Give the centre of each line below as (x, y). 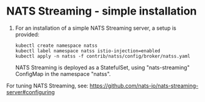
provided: (27, 34)
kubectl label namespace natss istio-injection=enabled (88, 51)
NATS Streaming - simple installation (102, 11)
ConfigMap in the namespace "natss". (63, 73)
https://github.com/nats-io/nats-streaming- (144, 86)
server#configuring (31, 92)
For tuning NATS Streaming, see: (47, 86)
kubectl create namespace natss (56, 46)
